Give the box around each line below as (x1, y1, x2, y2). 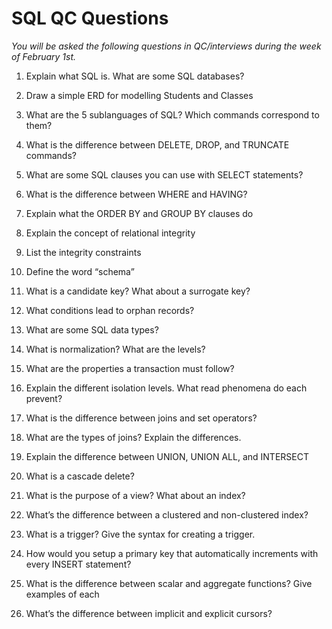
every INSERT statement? (25, 558, 132, 570)
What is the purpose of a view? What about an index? (25, 489, 246, 501)
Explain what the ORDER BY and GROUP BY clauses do (25, 207, 254, 219)
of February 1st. (11, 50, 77, 62)
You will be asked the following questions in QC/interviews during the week (11, 40, 322, 52)
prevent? (25, 392, 63, 404)
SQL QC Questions (11, 7, 169, 30)
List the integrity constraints (25, 246, 142, 258)
